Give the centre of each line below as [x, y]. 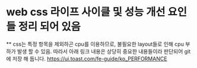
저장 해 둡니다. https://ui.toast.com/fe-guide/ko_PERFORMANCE [90, 59]
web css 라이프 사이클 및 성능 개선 [86, 12]
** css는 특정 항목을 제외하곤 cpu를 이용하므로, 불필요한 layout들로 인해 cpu [95, 44]
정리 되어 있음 [50, 27]
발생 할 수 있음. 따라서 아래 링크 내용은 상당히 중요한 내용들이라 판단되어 [100, 51]
